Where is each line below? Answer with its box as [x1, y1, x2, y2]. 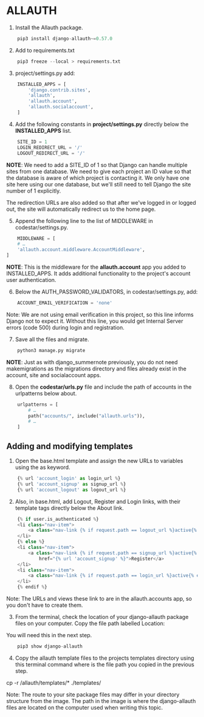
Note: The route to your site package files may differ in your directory [6, 691, 180, 698]
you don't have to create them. [6, 601, 83, 609]
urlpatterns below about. [15, 389, 77, 397]
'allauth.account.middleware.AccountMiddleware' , [17, 247, 146, 253]
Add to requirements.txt [15, 46, 75, 54]
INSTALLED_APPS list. [15, 127, 72, 134]
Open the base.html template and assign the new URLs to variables [15, 457, 183, 464]
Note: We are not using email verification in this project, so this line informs [6, 311, 194, 318]
